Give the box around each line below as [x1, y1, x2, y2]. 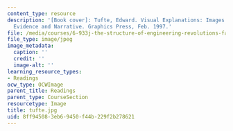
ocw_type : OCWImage [7, 81, 64, 88]
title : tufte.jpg [7, 107, 58, 114]
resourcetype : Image [7, 101, 67, 107]
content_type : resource [7, 10, 76, 17]
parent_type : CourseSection [7, 94, 89, 101]
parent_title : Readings [7, 87, 76, 94]
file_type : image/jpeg [7, 36, 73, 43]
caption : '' [13, 49, 49, 56]
